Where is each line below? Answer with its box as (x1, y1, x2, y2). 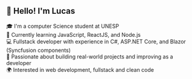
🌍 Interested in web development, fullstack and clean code (6, 66, 154, 73)
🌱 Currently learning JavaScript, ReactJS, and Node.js (6, 31, 141, 38)
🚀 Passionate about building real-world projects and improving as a (6, 52, 173, 60)
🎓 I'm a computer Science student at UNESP (6, 22, 120, 30)
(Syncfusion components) (6, 46, 71, 54)
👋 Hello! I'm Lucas (6, 6, 75, 16)
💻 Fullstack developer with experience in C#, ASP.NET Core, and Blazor (6, 37, 186, 45)
